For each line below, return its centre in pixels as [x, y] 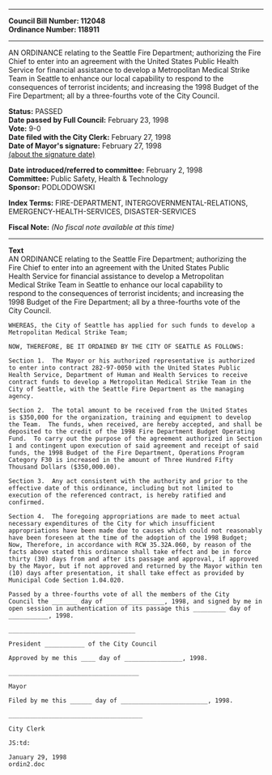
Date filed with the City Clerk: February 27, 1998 [90, 137]
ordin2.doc [27, 764]
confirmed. [27, 502]
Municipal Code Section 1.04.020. [67, 580]
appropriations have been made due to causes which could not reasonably [136, 531]
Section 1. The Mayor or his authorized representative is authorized [132, 361]
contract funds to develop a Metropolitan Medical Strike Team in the [130, 382]
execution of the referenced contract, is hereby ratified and [117, 495]
